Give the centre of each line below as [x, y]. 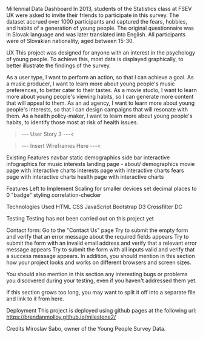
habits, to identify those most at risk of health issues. [72, 122]
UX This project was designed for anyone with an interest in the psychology [101, 53]
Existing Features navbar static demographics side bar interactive [88, 157]
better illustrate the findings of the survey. [58, 65]
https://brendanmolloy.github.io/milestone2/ [61, 317]
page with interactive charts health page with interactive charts [85, 177]
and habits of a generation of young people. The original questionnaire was [100, 28]
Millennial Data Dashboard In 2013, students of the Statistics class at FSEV [99, 9]
